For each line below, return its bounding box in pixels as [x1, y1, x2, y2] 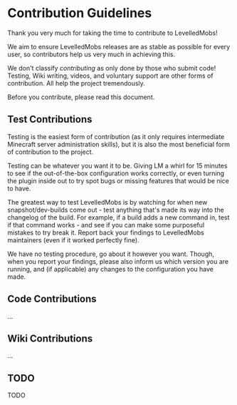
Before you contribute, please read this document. [7, 93, 155, 101]
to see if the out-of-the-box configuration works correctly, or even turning [7, 169, 225, 178]
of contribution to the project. [7, 148, 94, 156]
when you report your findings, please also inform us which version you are [7, 257, 229, 265]
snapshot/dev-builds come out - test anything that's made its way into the [7, 205, 224, 214]
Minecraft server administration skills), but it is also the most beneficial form [7, 140, 230, 148]
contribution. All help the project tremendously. [7, 78, 146, 87]
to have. [7, 184, 31, 193]
